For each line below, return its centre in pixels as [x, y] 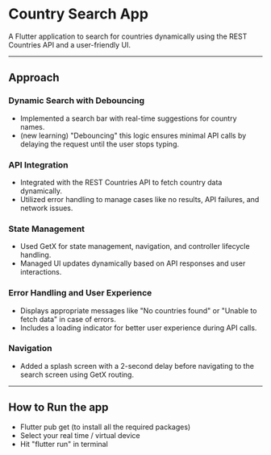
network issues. [46, 208]
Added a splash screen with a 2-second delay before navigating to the [137, 366]
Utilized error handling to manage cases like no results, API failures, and [140, 199]
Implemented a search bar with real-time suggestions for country [128, 118]
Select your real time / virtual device [80, 435]
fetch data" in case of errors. [68, 319]
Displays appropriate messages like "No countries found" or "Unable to [138, 310]
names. [32, 126]
